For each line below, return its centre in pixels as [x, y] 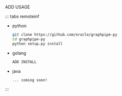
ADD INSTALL [24, 62]
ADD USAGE [18, 7]
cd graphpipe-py [29, 39]
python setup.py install [37, 44]
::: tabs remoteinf [22, 16]
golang [19, 53]
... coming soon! [30, 80]
